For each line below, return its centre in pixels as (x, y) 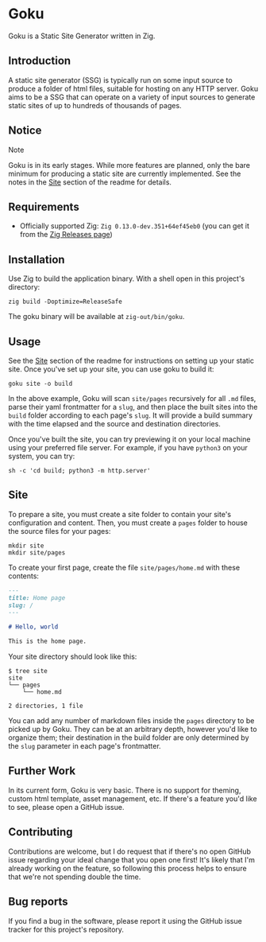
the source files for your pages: (60, 531)
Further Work (42, 771)
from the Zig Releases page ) (66, 235)
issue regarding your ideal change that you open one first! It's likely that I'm (132, 859)
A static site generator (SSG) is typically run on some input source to (120, 80)
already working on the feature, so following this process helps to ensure (128, 868)
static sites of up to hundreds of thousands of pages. (95, 105)
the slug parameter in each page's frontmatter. (85, 746)
